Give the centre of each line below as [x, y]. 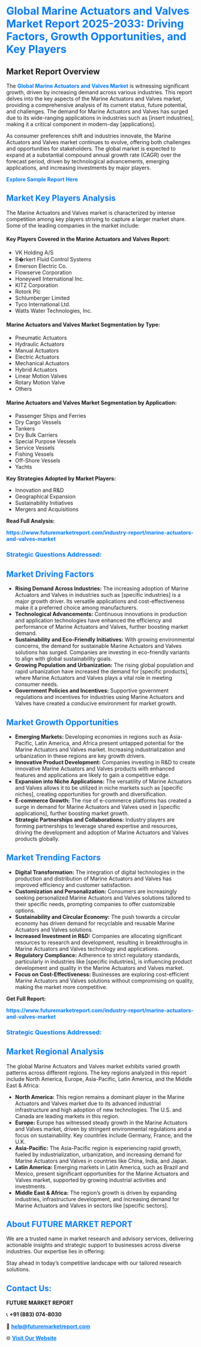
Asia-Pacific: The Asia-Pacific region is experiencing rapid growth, [98, 1148]
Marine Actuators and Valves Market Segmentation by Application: [91, 402]
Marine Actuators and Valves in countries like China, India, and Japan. [101, 1161]
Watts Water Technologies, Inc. [53, 311]
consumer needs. [37, 684]
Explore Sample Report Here [42, 179]
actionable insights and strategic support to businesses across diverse [94, 1245]
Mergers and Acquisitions [47, 509]
